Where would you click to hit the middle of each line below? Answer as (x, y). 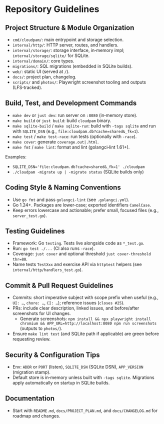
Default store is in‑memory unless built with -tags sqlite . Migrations (83, 377)
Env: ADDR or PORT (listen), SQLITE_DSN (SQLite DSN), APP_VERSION (78, 367)
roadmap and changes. (36, 415)
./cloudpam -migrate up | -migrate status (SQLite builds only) (78, 171)
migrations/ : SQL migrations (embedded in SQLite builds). (72, 66)
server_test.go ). (30, 215)
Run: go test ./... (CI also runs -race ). (53, 248)
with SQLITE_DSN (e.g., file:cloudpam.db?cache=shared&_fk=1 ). (76, 131)
